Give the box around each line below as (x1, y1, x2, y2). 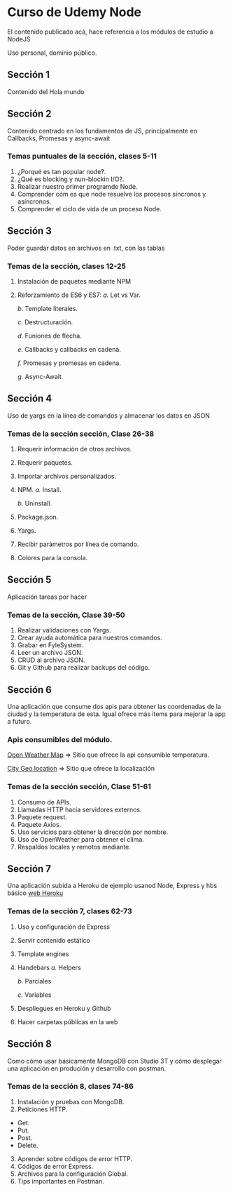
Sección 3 (7, 225, 52, 237)
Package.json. (17, 513, 59, 522)
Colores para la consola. (17, 554, 88, 562)
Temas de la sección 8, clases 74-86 (7, 1082, 134, 1092)
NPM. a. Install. (17, 486, 62, 494)
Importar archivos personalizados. (17, 472, 117, 481)
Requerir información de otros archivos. (17, 445, 132, 453)
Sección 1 (7, 69, 50, 81)
